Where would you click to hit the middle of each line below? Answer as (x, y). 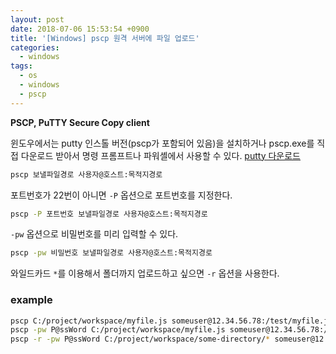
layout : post (37, 19)
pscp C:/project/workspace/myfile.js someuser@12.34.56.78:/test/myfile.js (171, 321)
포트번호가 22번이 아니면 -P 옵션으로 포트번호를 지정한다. (121, 195)
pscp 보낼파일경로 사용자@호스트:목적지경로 (86, 174)
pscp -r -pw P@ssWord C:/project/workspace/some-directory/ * (140, 339)
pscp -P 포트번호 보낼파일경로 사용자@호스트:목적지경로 (109, 214)
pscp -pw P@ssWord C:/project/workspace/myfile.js (118, 330)
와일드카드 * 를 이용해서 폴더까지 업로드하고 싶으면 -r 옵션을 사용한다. (145, 273)
